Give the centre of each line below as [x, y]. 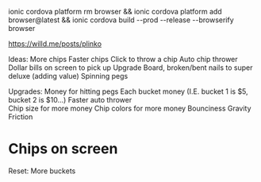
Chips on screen [63, 149]
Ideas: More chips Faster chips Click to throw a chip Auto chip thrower [123, 59]
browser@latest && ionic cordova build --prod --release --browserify [121, 20]
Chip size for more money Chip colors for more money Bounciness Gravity [130, 108]
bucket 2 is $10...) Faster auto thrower [70, 100]
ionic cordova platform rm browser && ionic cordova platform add [115, 12]
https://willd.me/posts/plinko [55, 44]
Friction [21, 117]
